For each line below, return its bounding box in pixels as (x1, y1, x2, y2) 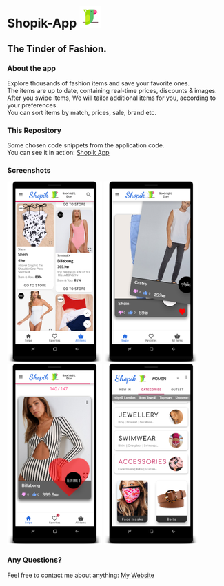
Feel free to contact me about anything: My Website (7, 571, 155, 579)
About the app (7, 63, 57, 73)
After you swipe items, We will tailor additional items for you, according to (7, 94, 216, 102)
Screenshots (7, 166, 51, 176)
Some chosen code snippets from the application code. (7, 141, 165, 149)
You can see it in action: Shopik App (7, 149, 110, 157)
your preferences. (7, 101, 59, 109)
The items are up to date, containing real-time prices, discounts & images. (7, 86, 217, 94)
